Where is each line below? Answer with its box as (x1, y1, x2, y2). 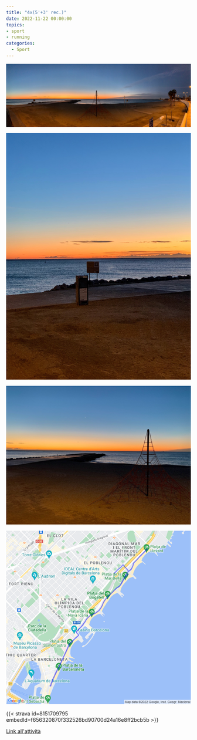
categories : (6, 40, 35, 46)
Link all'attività (6, 728, 41, 735)
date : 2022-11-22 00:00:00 (6, 15, 72, 22)
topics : (6, 22, 25, 28)
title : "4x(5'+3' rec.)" (6, 9, 67, 15)
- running (6, 34, 30, 40)
